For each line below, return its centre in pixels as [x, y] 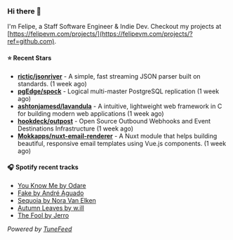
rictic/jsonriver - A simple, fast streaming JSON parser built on [109, 76]
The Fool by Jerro [43, 215]
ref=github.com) [31, 41]
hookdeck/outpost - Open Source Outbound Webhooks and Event [114, 121]
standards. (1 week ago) [52, 84]
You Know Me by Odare [52, 185]
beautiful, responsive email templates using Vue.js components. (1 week [122, 143]
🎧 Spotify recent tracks [43, 167]
